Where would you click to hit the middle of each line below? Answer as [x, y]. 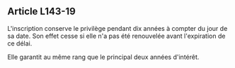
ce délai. [20, 43]
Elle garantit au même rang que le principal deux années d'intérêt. [103, 57]
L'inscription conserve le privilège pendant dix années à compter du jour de [117, 28]
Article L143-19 [41, 12]
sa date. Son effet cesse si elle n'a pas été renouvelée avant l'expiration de [116, 36]
